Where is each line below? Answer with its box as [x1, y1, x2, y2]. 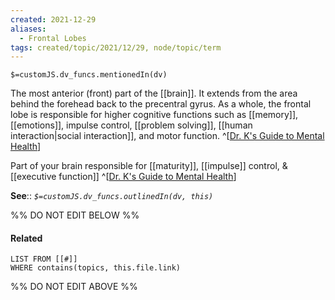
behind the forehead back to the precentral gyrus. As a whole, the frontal [10, 98, 312, 110]
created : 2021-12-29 [10, 14, 97, 25]
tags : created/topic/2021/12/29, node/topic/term [10, 42, 222, 53]
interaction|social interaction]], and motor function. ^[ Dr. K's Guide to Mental [10, 130, 325, 142]
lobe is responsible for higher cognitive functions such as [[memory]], [10, 109, 299, 121]
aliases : [10, 24, 47, 34]
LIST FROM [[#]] [10, 254, 78, 265]
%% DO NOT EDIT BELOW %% [10, 209, 140, 221]
